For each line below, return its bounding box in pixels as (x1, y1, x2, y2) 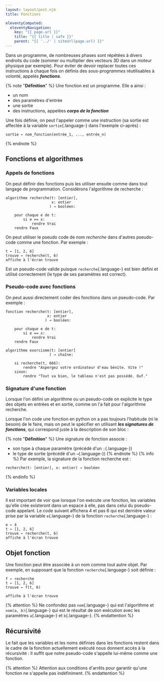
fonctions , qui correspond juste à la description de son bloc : (5, 426, 129, 432)
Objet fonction (5, 549, 50, 557)
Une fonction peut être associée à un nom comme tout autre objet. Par (5, 562, 147, 568)
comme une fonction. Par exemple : (17, 239, 88, 245)
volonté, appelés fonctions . (5, 73, 61, 79)
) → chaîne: (49, 352, 74, 357)
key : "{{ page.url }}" (14, 30, 61, 35)
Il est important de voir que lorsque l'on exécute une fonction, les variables (5, 498, 156, 503)
